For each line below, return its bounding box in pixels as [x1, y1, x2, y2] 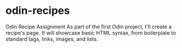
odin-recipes [5, 4, 70, 17]
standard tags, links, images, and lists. [5, 35, 98, 42]
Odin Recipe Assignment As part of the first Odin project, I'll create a [5, 23, 172, 30]
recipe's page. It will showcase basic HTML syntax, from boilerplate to [5, 29, 176, 36]
